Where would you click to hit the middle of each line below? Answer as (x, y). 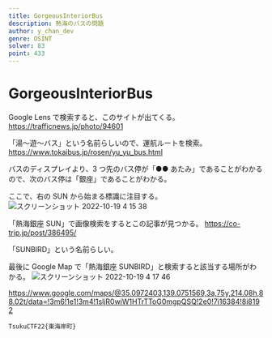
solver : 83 (27, 46)
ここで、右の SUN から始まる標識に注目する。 (85, 196)
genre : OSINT (30, 39)
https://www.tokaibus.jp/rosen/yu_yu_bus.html (86, 152)
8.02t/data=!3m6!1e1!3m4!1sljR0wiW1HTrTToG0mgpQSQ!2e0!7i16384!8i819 (134, 302)
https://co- (223, 223)
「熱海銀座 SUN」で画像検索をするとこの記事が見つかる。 (106, 223)
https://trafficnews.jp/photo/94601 (66, 126)
